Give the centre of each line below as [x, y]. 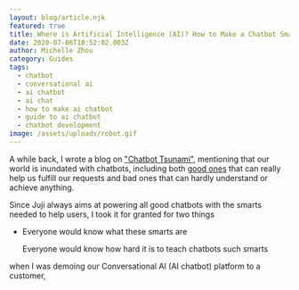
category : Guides [41, 59]
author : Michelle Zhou [51, 51]
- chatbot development [59, 126]
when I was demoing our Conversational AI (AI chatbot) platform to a [135, 266]
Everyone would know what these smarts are [105, 231]
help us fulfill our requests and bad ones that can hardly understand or [139, 178]
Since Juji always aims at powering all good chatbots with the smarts [136, 204]
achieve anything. [42, 187]
